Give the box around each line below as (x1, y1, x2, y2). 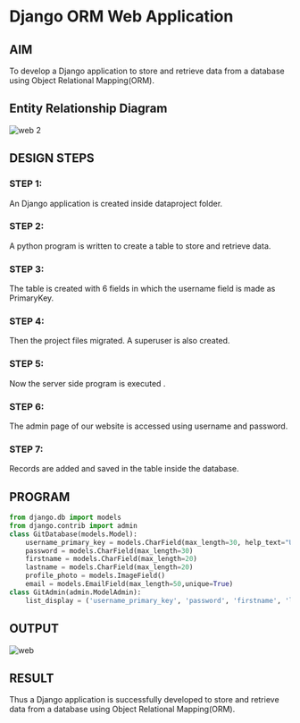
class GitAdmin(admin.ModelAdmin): (9, 588, 142, 597)
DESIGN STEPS (9, 150, 96, 166)
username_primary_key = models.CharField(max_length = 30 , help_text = (25, 538, 286, 547)
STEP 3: (9, 262, 45, 275)
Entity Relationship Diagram (9, 101, 168, 116)
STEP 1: (9, 177, 43, 190)
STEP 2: (9, 220, 45, 233)
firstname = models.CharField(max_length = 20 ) (25, 555, 198, 564)
